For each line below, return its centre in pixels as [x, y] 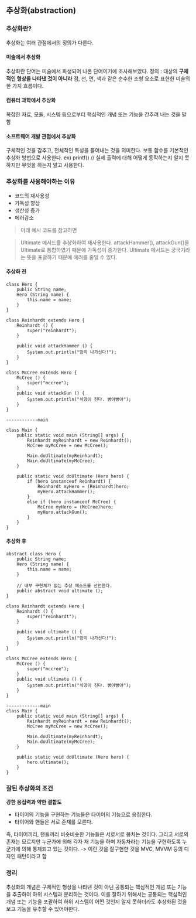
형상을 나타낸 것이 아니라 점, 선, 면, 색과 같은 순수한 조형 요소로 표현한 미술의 [103, 79]
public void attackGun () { [51, 393]
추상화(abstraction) [41, 11]
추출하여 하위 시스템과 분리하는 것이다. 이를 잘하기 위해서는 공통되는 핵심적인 [99, 894]
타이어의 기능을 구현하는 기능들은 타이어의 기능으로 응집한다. [83, 815]
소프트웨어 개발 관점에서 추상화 [41, 136]
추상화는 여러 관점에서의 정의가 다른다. [50, 42]
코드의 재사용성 [32, 196]
